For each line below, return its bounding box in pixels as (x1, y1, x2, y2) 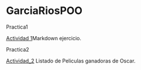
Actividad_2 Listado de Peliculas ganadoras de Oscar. (6, 57, 136, 64)
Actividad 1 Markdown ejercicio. (6, 34, 82, 41)
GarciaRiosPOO (6, 4, 83, 17)
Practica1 (6, 23, 28, 30)
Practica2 (6, 45, 29, 53)
